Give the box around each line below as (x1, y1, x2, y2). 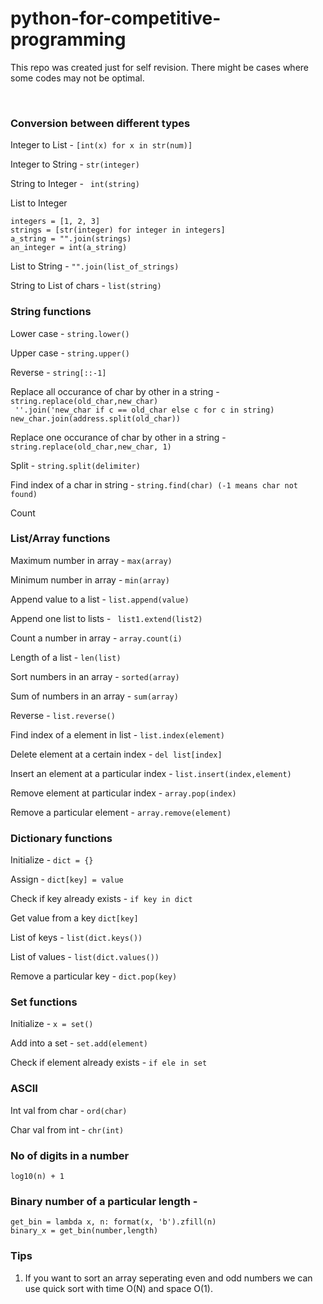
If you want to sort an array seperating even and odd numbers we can (24, 1272, 313, 1284)
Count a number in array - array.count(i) (10, 632, 183, 644)
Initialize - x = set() (10, 1018, 94, 1030)
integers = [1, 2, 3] (10, 217, 101, 227)
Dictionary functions (10, 831, 113, 845)
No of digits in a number (10, 1148, 130, 1162)
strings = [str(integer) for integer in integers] (10, 225, 226, 236)
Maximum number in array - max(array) (10, 554, 173, 566)
